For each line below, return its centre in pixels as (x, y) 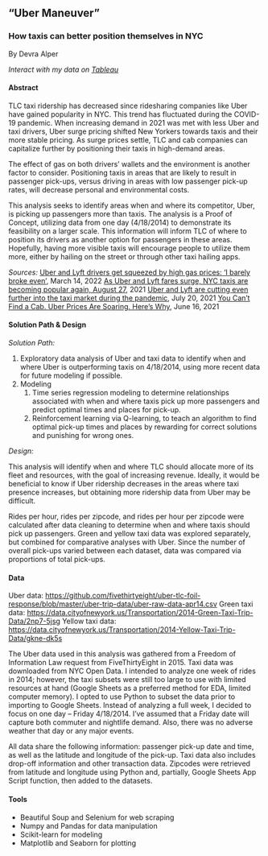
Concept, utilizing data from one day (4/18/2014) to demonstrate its (120, 222)
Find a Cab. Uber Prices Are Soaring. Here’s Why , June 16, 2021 (114, 306)
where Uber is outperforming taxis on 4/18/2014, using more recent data (140, 367)
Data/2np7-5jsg (34, 621)
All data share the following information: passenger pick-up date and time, (131, 746)
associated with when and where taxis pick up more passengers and (146, 401)
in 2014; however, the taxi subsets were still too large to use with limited (128, 680)
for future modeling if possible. (71, 376)
